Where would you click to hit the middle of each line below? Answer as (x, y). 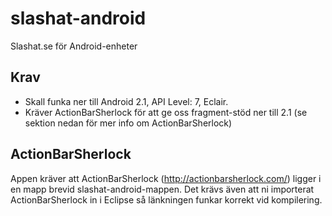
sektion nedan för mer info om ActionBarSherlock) (128, 123)
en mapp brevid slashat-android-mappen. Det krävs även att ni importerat (162, 189)
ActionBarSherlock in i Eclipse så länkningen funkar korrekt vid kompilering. (166, 199)
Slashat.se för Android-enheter (74, 46)
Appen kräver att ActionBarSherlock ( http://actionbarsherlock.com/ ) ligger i (166, 178)
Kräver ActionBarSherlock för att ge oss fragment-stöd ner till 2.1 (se (166, 112)
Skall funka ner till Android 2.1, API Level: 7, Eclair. (126, 101)
